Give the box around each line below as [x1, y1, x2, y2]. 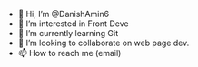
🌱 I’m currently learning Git [17, 28, 119, 38]
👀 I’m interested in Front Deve [17, 18, 129, 29]
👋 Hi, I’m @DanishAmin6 [17, 9, 110, 19]
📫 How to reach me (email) [17, 48, 122, 58]
